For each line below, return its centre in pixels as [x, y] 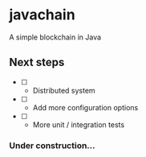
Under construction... [52, 145]
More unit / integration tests [79, 124]
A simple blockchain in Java [55, 37]
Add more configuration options [85, 107]
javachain [42, 15]
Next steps [37, 62]
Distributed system [64, 90]
